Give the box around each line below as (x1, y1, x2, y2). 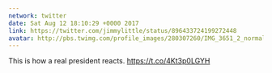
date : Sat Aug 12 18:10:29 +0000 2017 (8, 19, 139, 27)
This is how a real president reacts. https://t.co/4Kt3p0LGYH (8, 56, 210, 66)
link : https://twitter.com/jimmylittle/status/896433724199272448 (8, 26, 237, 34)
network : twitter (8, 11, 67, 20)
